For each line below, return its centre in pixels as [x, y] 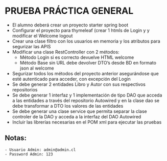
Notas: [16, 138]
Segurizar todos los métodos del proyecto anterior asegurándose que [85, 73]
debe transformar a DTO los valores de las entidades [68, 106]
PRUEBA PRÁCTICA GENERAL [69, 11]
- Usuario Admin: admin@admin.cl [40, 150]
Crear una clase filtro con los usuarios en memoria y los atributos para [86, 41]
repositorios [25, 89]
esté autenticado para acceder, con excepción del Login [71, 79]
